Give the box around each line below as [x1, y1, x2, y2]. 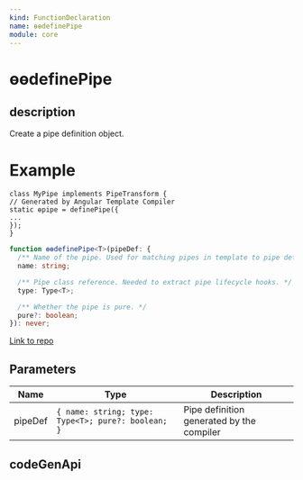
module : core [9, 30, 59, 39]
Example [9, 159, 76, 180]
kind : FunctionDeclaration [9, 13, 111, 23]
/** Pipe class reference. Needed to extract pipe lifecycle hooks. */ [17, 277, 293, 286]
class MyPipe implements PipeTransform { [9, 190, 168, 199]
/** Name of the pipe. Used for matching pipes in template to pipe [17, 253, 280, 262]
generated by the [183, 415, 257, 428]
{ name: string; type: [56, 407, 154, 417]
